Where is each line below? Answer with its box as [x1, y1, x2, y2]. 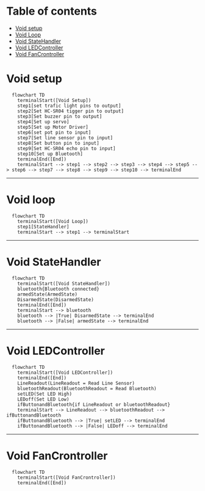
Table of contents [6, 4, 98, 18]
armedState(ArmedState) [17, 291, 78, 297]
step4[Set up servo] [17, 118, 70, 125]
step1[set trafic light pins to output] [17, 103, 121, 109]
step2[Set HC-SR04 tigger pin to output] [17, 108, 124, 114]
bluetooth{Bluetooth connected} [17, 286, 99, 292]
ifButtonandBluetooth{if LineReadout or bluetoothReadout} [17, 401, 171, 407]
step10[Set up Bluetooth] [17, 151, 84, 157]
